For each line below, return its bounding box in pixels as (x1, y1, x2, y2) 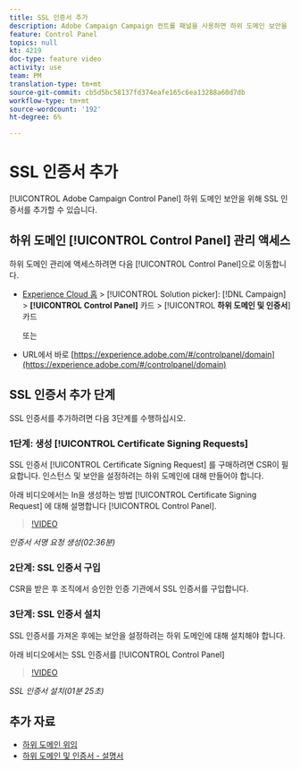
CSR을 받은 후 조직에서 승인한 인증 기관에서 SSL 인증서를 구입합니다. (9, 583, 249, 595)
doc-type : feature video (9, 55, 102, 63)
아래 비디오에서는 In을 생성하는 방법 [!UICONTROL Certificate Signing (9, 489, 257, 500)
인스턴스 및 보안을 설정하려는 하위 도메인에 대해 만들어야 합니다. (42, 470, 264, 481)
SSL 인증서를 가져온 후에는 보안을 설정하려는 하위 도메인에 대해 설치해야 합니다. (9, 630, 286, 640)
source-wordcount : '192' (9, 105, 102, 114)
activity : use (9, 63, 62, 72)
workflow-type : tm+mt (9, 96, 90, 106)
